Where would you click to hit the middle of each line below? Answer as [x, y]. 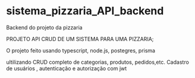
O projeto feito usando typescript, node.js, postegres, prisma [81, 50]
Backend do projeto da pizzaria [44, 27]
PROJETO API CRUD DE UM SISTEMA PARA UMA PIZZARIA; [80, 39]
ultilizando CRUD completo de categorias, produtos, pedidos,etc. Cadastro [97, 62]
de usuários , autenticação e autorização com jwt [67, 68]
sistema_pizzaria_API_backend [85, 11]
